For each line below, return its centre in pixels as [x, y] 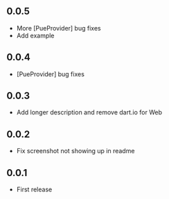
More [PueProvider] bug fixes [59, 28]
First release [34, 189]
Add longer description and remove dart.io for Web [89, 112]
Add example [35, 35]
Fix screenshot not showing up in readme [75, 151]
